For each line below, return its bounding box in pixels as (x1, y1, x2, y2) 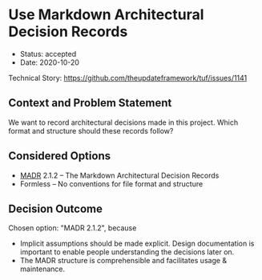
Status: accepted (19, 49, 77, 58)
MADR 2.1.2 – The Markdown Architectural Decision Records (19, 170, 220, 180)
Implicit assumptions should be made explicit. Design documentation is (19, 238, 255, 249)
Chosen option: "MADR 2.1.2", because (8, 223, 137, 233)
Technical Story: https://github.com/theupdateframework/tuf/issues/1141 (8, 73, 248, 82)
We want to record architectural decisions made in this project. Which (8, 118, 239, 127)
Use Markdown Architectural (8, 6, 204, 24)
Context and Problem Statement (8, 96, 172, 110)
